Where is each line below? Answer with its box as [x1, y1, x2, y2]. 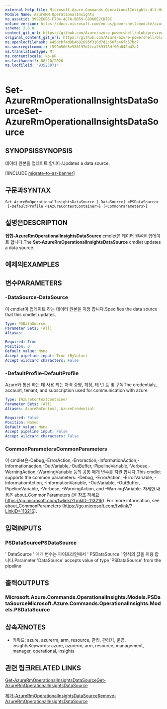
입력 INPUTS [5, 524, 42, 532]
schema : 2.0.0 [5, 26, 35, 31]
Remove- [97, 693, 117, 699]
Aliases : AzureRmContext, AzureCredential [5, 406, 94, 411]
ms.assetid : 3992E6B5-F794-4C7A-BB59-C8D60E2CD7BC [5, 16, 112, 21]
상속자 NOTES [5, 623, 46, 631]
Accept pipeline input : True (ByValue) [5, 353, 88, 359]
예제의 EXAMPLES [5, 260, 60, 269]
